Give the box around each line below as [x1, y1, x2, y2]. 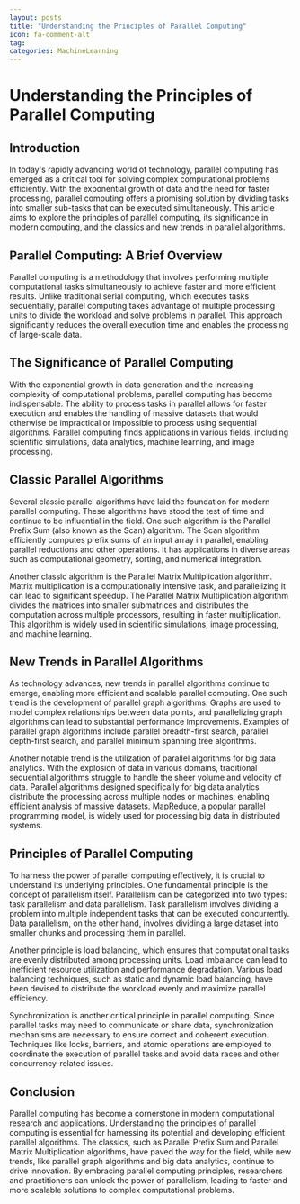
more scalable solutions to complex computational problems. [9, 1185, 235, 1195]
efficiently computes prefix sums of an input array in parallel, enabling [9, 534, 269, 545]
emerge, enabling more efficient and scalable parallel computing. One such [9, 688, 287, 699]
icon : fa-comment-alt [9, 30, 91, 39]
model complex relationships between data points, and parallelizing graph [9, 707, 283, 718]
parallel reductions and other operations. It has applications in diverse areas [9, 544, 290, 555]
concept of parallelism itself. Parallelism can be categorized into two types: [9, 889, 287, 901]
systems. [9, 820, 43, 831]
